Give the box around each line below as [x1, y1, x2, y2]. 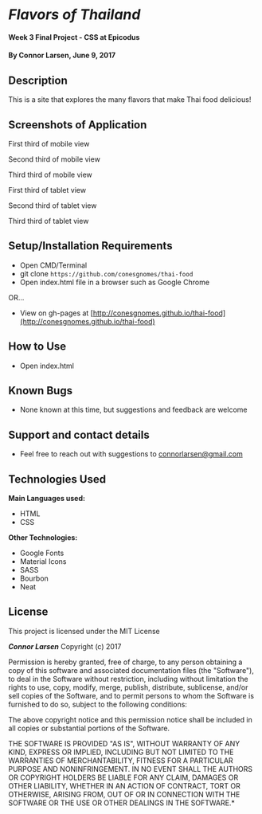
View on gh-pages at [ [19, 308, 94, 318]
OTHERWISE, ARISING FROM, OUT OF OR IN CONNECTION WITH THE [8, 789, 240, 799]
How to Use [8, 340, 67, 354]
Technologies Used [8, 472, 106, 486]
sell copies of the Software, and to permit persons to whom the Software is [8, 691, 255, 700]
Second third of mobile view [8, 155, 101, 164]
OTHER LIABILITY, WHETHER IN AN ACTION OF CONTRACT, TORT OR [8, 781, 240, 790]
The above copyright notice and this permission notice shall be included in [8, 714, 252, 724]
